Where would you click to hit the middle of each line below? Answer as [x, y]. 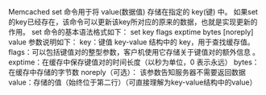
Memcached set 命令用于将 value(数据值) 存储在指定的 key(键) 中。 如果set [133, 12]
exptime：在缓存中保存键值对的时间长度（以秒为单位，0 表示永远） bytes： [134, 62]
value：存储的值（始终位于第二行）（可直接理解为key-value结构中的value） [133, 82]
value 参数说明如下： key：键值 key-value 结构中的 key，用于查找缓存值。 [131, 42]
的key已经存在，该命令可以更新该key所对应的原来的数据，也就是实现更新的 [133, 22]
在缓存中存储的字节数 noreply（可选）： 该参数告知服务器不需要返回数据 [127, 72]
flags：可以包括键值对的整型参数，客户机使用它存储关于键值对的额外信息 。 [134, 52]
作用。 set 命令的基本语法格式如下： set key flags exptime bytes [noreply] [131, 32]
